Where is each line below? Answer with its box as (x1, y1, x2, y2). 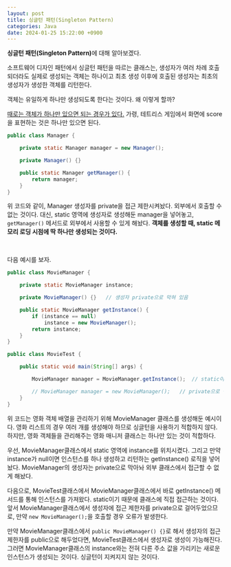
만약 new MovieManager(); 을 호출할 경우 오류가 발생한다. (16, 512, 168, 520)
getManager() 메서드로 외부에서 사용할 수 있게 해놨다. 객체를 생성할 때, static (7, 219, 214, 227)
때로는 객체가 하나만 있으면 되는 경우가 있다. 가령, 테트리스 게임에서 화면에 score (7, 110, 223, 118)
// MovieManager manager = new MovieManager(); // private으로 (32, 388, 220, 395)
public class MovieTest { (7, 351, 81, 358)
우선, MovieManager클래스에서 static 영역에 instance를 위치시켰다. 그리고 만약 (7, 446, 221, 454)
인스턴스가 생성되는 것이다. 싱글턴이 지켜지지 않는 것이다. (7, 553, 159, 561)
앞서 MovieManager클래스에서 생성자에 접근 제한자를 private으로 (7, 503, 184, 512)
